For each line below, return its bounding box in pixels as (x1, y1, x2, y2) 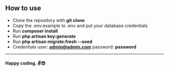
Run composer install (12, 27, 58, 34)
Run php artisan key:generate (12, 33, 76, 39)
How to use (5, 4, 41, 12)
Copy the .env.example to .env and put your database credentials (12, 22, 148, 28)
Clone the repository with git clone (12, 17, 85, 23)
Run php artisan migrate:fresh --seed (12, 38, 93, 44)
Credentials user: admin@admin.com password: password (12, 43, 137, 49)
